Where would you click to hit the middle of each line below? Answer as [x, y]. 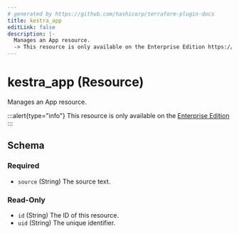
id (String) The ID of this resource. [68, 215]
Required [23, 166]
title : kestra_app [34, 21]
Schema [26, 145]
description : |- [31, 34]
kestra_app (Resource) [76, 82]
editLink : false [31, 27]
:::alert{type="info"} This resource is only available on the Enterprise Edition [118, 115]
